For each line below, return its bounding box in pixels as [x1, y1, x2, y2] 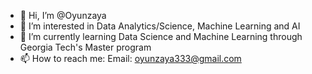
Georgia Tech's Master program [19, 41, 152, 53]
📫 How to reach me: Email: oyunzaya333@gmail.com [19, 53, 242, 64]
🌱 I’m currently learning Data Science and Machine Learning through [19, 31, 303, 42]
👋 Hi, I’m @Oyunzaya [19, 10, 107, 21]
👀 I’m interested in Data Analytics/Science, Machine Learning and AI [19, 20, 301, 32]
